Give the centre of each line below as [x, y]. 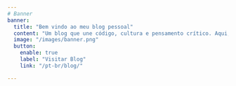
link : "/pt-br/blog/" [51, 66]
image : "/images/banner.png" [56, 40]
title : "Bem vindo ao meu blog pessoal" [73, 27]
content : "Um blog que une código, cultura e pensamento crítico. [113, 33]
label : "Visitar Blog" [53, 59]
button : [25, 46]
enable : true [39, 53]
